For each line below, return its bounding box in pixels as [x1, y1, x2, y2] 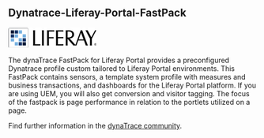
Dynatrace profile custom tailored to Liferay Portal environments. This [8, 63, 236, 73]
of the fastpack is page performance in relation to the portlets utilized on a [8, 97, 251, 106]
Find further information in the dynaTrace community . [8, 121, 183, 130]
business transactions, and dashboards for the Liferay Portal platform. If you [8, 80, 257, 90]
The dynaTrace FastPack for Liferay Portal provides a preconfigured [8, 55, 230, 65]
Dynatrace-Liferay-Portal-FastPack [8, 6, 187, 20]
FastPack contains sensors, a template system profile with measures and [8, 72, 247, 81]
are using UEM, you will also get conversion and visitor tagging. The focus [8, 88, 251, 98]
